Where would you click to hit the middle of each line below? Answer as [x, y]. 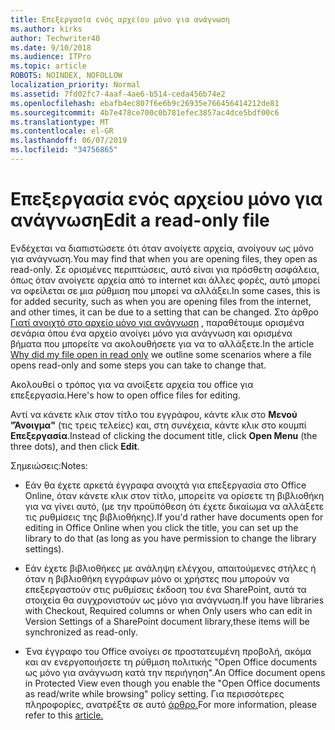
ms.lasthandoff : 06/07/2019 [69, 141]
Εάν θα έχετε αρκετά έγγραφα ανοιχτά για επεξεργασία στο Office [165, 485]
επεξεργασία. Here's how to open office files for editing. [125, 395]
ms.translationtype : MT [60, 122]
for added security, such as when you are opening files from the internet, [161, 301]
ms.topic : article [48, 66]
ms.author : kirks [46, 29]
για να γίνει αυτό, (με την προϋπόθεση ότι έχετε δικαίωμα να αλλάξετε [174, 506]
